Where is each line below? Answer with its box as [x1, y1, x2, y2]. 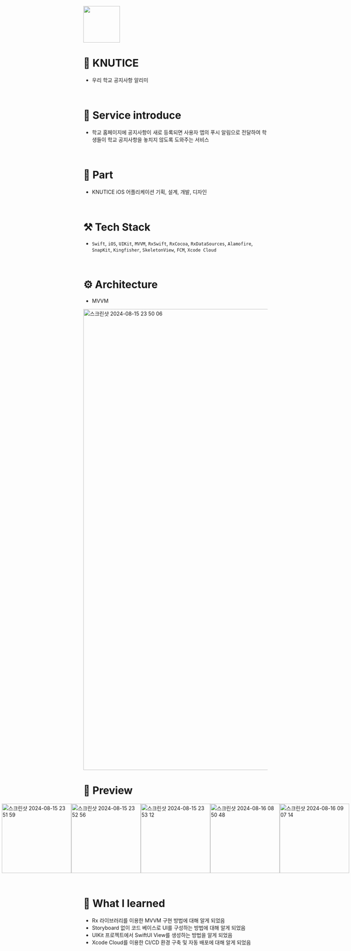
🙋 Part [83, 168, 113, 182]
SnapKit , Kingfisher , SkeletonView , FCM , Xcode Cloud [91, 246, 216, 253]
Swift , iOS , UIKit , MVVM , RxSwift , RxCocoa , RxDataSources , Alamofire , [91, 240, 253, 247]
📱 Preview [83, 784, 133, 797]
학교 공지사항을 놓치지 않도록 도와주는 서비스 [107, 136, 209, 143]
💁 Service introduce [83, 109, 181, 122]
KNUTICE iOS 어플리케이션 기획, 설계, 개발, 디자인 [91, 188, 207, 195]
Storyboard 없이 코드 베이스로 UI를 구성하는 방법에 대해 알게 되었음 [91, 924, 246, 931]
